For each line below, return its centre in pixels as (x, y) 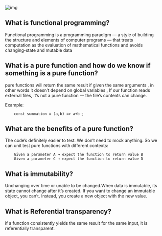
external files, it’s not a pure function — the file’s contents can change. (76, 95)
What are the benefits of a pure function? (69, 129)
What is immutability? (39, 174)
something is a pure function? (52, 73)
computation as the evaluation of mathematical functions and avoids (74, 45)
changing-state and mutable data (39, 50)
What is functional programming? (58, 23)
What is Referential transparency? (58, 211)
